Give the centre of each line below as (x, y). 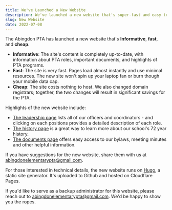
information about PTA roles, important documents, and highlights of (85, 60)
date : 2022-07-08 (24, 24)
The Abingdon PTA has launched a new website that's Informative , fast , (82, 39)
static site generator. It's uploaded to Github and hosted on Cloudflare (79, 176)
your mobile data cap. (36, 81)
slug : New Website (25, 19)
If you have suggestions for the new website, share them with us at (76, 155)
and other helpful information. (44, 145)
